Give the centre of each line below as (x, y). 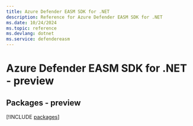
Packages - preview (44, 103)
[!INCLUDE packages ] (33, 117)
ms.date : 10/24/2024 (32, 22)
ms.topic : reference (32, 28)
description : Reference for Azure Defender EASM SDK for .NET (84, 17)
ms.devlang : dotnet (30, 34)
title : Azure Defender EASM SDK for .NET (58, 12)
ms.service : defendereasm (38, 39)
